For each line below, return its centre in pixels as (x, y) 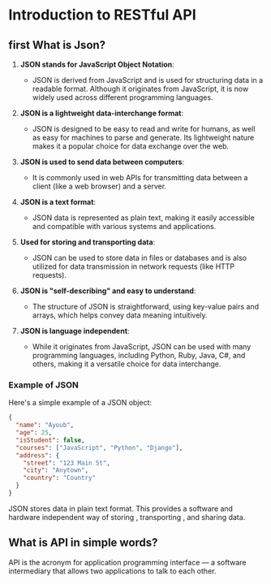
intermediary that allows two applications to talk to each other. (112, 571)
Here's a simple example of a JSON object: (80, 403)
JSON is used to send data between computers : (102, 162)
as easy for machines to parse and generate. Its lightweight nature (143, 137)
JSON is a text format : (58, 202)
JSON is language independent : (75, 331)
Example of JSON (43, 385)
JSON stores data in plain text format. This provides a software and (121, 508)
